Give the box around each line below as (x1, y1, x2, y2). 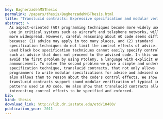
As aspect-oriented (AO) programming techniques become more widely (9, 25, 151, 30)
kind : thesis (5, 98, 32, 102)
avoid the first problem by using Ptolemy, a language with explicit (9, 57, 153, 62)
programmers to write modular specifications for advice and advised (9, 70, 153, 75)
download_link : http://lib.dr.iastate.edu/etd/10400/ (5, 102, 116, 107)
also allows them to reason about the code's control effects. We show (9, 75, 158, 80)
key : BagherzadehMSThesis (5, 7, 57, 12)
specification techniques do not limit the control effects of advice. (9, 43, 158, 48)
